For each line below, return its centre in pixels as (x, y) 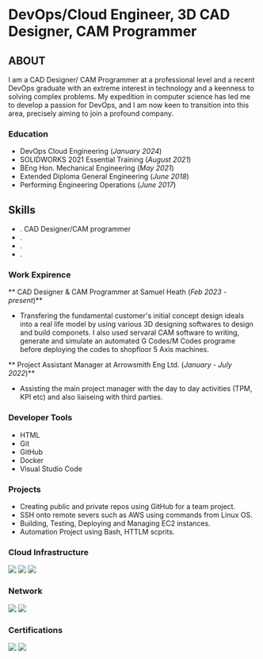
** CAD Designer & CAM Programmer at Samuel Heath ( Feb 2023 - (118, 292)
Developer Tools (40, 418)
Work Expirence (40, 275)
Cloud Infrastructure (48, 552)
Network (25, 591)
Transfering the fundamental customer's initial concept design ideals (132, 316)
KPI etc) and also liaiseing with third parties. (91, 397)
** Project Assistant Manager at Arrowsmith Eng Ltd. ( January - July (120, 365)
